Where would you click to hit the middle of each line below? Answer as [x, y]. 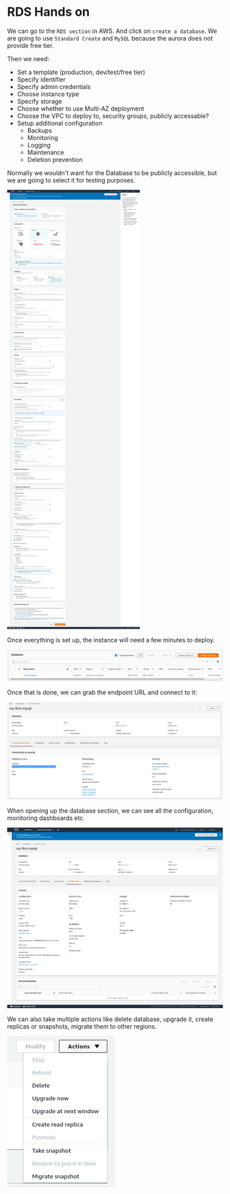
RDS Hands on [49, 12]
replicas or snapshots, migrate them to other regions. [82, 1026]
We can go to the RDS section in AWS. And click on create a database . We [112, 31]
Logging [39, 145]
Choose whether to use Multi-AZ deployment [81, 108]
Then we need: [28, 58]
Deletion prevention [55, 159]
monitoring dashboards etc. [46, 818]
